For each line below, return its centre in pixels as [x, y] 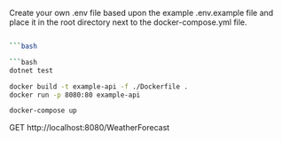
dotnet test [31, 70]
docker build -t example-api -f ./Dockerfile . [99, 86]
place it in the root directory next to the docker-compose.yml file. [128, 22]
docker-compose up [43, 111]
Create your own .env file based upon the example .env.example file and [141, 13]
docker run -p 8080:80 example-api [75, 95]
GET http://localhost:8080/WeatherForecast [90, 128]
